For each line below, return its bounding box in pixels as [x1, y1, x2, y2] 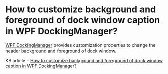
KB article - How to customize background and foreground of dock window [5, 57, 163, 63]
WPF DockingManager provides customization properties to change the [5, 42, 156, 48]
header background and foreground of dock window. [5, 47, 116, 54]
